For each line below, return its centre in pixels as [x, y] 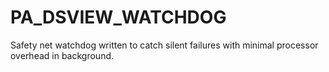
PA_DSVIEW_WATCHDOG [118, 17]
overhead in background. [62, 55]
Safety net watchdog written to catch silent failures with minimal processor [164, 45]
